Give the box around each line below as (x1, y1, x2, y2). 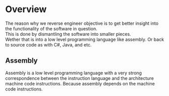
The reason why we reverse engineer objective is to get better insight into (5, 20, 159, 26)
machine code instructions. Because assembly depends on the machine (5, 80, 155, 86)
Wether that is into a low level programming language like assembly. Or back (5, 36, 164, 42)
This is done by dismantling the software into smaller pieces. (5, 31, 131, 37)
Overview (5, 4, 47, 15)
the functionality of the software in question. (5, 25, 97, 31)
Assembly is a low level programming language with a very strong (5, 70, 142, 76)
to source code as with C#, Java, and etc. (5, 41, 92, 47)
